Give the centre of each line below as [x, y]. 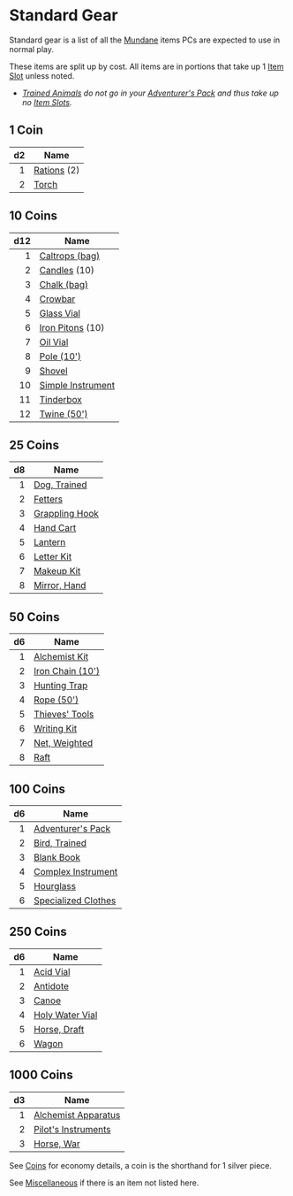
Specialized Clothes [75, 901]
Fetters [49, 499]
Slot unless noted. [42, 75]
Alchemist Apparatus [77, 1115]
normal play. [32, 49]
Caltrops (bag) [69, 256]
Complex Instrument [76, 872]
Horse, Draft [59, 1029]
